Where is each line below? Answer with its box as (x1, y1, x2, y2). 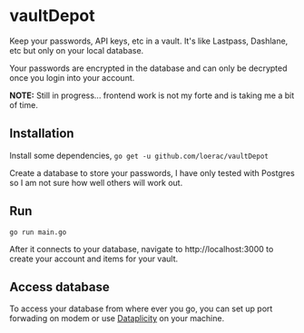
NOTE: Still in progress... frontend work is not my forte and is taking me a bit (9, 90, 295, 101)
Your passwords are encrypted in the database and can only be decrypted (9, 63, 288, 73)
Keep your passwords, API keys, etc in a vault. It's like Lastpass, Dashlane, (9, 35, 289, 46)
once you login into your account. (9, 72, 135, 83)
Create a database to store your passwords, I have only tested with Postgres (9, 167, 295, 178)
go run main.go (9, 228, 67, 237)
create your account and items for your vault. (9, 253, 179, 264)
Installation (9, 126, 74, 142)
